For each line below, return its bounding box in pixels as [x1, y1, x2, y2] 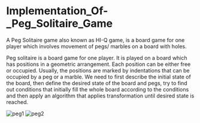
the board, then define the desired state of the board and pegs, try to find [6, 79, 187, 87]
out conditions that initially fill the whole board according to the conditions [6, 86, 189, 93]
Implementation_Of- [6, 4, 108, 18]
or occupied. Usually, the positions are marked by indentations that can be [6, 67, 190, 74]
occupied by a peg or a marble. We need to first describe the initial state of [6, 73, 192, 80]
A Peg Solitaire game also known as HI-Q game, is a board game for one [6, 36, 185, 43]
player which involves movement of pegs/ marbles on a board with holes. [6, 43, 187, 50]
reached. [6, 98, 29, 105]
